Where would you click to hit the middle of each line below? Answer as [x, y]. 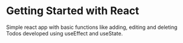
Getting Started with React [73, 11]
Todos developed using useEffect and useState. [65, 33]
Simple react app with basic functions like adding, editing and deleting [92, 27]
